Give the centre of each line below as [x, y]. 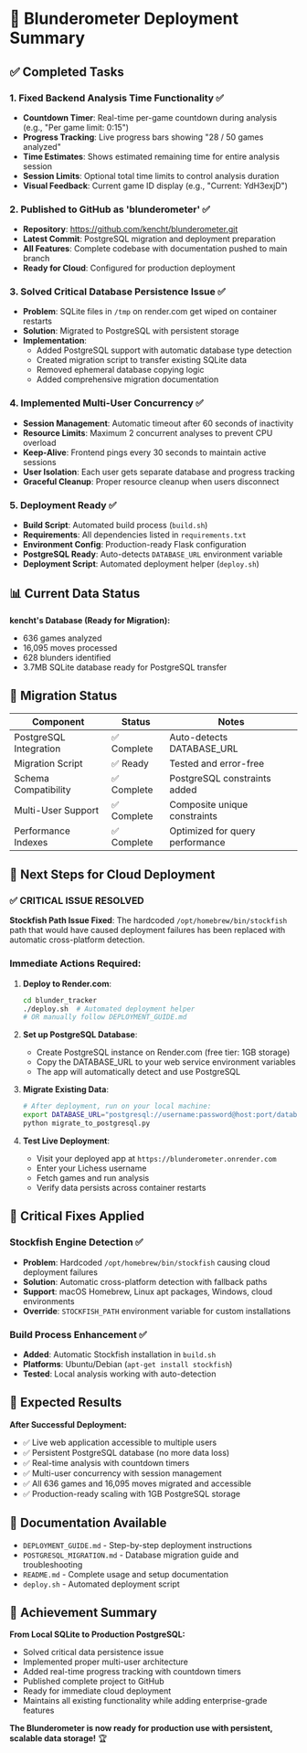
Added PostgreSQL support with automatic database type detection [164, 350]
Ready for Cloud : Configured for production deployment [129, 268]
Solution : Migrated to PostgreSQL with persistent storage [131, 331]
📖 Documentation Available [88, 1523]
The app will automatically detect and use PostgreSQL [138, 1072]
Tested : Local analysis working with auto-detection [119, 1374]
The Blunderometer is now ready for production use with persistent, [141, 1728]
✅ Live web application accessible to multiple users [120, 1442]
